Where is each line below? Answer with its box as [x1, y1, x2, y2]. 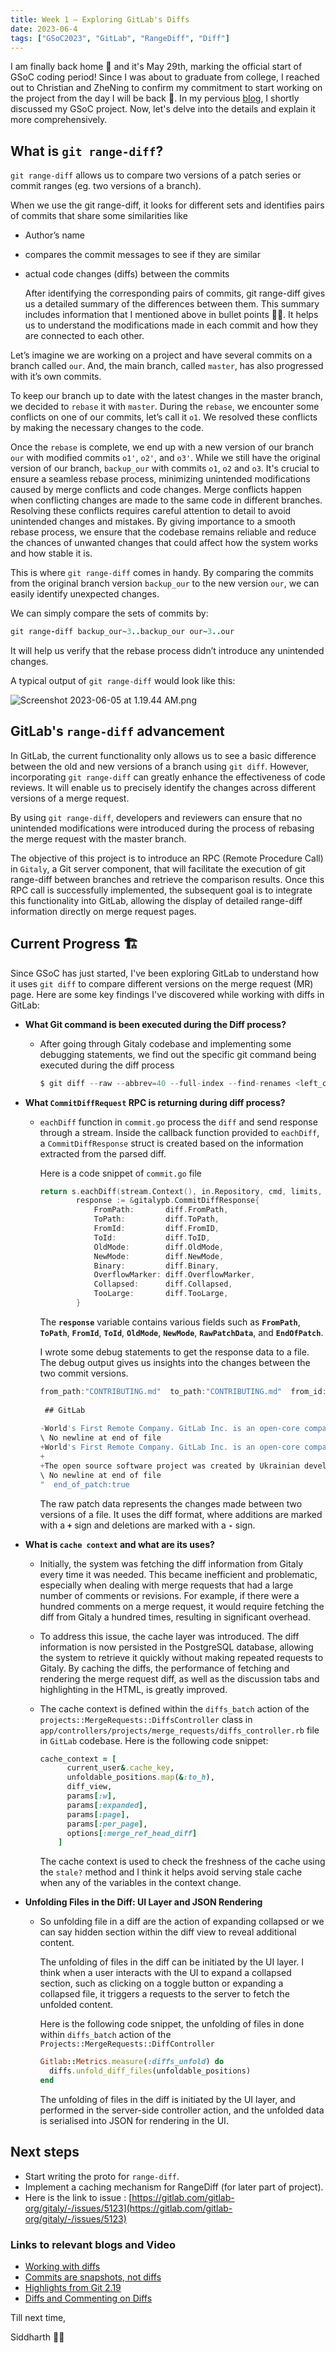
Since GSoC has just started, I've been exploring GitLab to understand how [10, 967, 320, 979]
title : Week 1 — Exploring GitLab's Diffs [10, 14, 190, 25]
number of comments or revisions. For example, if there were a [39, 1589, 300, 1601]
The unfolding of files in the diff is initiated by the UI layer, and [39, 2093, 296, 2105]
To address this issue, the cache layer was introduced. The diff [39, 1630, 300, 1642]
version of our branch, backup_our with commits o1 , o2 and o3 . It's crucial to [10, 462, 320, 475]
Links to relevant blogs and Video [10, 2237, 176, 2251]
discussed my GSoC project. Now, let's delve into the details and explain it [10, 103, 316, 115]
